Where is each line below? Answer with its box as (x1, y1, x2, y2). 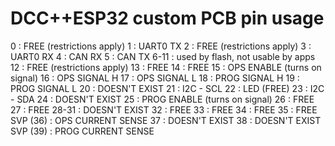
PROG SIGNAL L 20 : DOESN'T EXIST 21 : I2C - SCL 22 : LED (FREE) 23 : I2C (10, 82, 325, 94)
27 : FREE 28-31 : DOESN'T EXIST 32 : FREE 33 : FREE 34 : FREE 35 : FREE (10, 103, 318, 116)
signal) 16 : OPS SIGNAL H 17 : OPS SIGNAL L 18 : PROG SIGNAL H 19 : (10, 72, 300, 84)
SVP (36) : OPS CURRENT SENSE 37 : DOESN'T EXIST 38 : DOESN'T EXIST (10, 114, 322, 126)
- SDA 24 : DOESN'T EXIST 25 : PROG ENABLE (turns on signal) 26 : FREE (10, 93, 315, 105)
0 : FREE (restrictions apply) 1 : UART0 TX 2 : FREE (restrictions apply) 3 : (10, 40, 312, 52)
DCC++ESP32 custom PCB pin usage (10, 7, 325, 30)
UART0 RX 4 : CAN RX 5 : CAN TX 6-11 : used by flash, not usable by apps (10, 50, 316, 62)
